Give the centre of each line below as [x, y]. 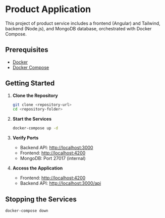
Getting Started [30, 84]
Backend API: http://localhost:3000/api [61, 183]
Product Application [48, 9]
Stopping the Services [41, 199]
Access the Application [38, 168]
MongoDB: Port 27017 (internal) [53, 158]
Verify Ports [25, 138]
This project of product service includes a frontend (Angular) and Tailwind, [83, 23]
